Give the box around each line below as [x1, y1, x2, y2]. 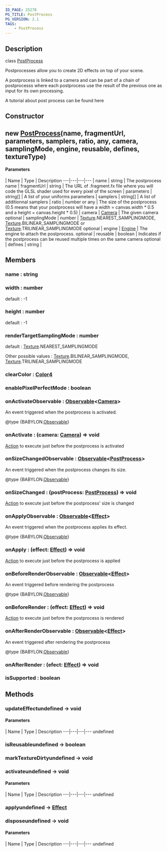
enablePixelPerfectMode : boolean [5, 384, 91, 391]
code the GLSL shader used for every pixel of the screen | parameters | [5, 188, 152, 194]
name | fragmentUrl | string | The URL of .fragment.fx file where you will [5, 183, 153, 189]
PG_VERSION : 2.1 [5, 17, 39, 22]
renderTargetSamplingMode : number [5, 332, 99, 339]
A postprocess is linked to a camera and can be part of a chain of [5, 77, 140, 83]
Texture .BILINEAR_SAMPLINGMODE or [5, 220, 85, 226]
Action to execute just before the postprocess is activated [5, 443, 124, 449]
